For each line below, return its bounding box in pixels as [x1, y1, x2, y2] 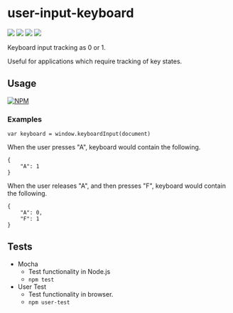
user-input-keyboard [7, 5, 134, 21]
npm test [28, 276, 55, 283]
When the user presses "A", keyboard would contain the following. [7, 143, 201, 152]
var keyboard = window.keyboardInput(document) [7, 130, 151, 138]
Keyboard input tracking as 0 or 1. [7, 43, 107, 51]
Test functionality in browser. [28, 290, 114, 298]
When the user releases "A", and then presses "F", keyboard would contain [7, 181, 226, 190]
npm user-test [28, 299, 70, 306]
